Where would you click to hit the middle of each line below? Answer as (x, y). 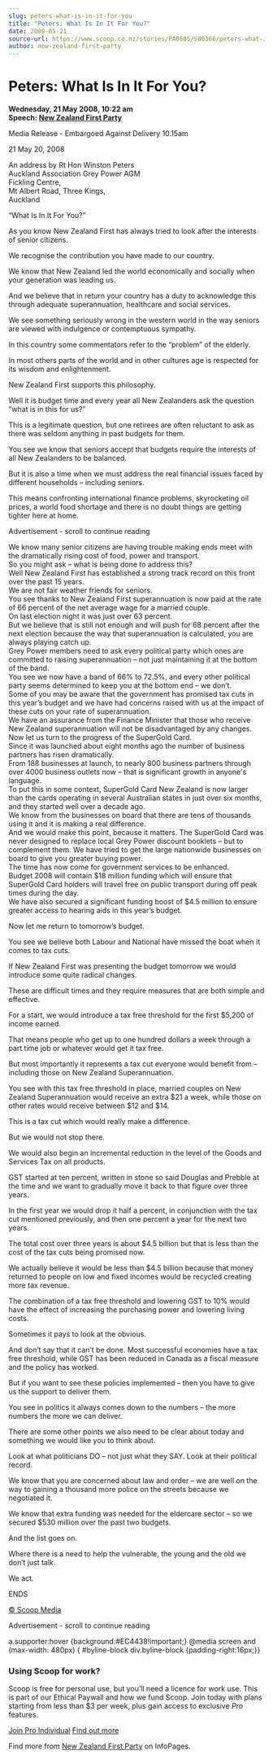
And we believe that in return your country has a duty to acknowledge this (132, 296)
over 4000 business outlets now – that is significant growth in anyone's (128, 772)
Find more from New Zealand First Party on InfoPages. (100, 1746)
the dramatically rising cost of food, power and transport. (104, 556)
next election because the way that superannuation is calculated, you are (131, 634)
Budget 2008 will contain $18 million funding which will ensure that (121, 876)
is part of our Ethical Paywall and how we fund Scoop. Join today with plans (135, 1697)
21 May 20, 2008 (37, 149)
